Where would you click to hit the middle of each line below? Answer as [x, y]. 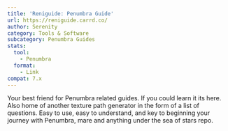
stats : [17, 46]
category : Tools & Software [48, 33]
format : [25, 65]
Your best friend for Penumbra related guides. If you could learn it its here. [114, 98]
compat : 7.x [24, 78]
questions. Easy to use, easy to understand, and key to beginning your [109, 113]
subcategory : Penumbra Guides [51, 40]
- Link [29, 72]
